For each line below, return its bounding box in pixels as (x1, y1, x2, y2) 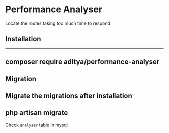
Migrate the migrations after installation (5, 91, 132, 100)
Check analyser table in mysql (5, 122, 68, 128)
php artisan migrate (5, 109, 68, 117)
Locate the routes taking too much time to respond (5, 20, 111, 26)
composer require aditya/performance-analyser (5, 58, 160, 66)
